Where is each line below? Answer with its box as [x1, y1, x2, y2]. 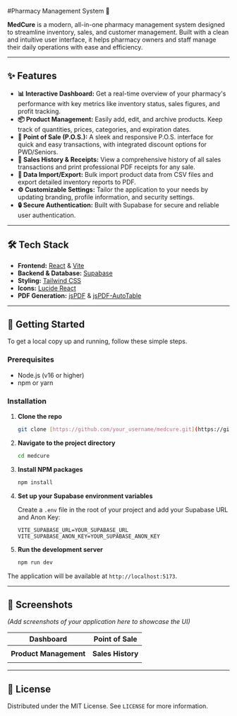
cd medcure [17, 452, 50, 459]
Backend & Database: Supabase [17, 269, 113, 277]
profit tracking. [17, 107, 61, 115]
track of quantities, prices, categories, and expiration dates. [17, 125, 192, 134]
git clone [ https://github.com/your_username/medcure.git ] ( [17, 426, 198, 433]
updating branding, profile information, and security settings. [17, 192, 195, 201]
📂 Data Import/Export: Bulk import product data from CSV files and [17, 170, 214, 178]
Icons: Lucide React [17, 284, 76, 292]
